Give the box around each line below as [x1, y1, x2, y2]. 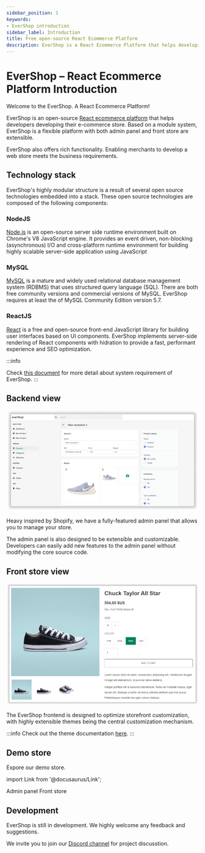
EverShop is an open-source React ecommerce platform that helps [6, 114, 174, 122]
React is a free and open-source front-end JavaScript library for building [6, 326, 189, 333]
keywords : [6, 16, 32, 23]
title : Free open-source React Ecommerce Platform [6, 35, 138, 42]
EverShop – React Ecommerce [6, 69, 162, 83]
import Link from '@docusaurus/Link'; [6, 776, 102, 783]
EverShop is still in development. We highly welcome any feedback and [6, 822, 185, 829]
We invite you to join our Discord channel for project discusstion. [6, 840, 169, 847]
